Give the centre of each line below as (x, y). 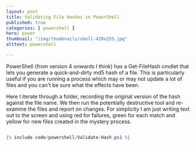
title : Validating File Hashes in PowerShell (63, 17)
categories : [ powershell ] (41, 28)
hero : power (21, 34)
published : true (26, 22)
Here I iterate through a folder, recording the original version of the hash (93, 96)
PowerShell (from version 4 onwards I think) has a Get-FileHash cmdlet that (98, 66)
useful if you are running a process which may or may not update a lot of (94, 79)
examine (16, 109)
